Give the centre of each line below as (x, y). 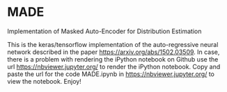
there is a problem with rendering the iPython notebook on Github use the (113, 59)
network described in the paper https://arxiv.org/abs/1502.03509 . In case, (113, 52)
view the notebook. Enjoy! (44, 81)
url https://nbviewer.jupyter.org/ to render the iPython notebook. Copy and (114, 66)
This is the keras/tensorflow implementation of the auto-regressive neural (113, 44)
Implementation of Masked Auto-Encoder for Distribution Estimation (104, 31)
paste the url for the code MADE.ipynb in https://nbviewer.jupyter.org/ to (111, 74)
